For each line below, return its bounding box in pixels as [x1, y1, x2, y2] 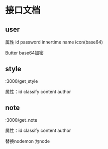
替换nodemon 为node [5, 138, 50, 144]
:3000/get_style [5, 78, 38, 84]
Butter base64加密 [5, 50, 44, 56]
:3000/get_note [5, 117, 38, 123]
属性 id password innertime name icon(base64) [5, 39, 103, 45]
